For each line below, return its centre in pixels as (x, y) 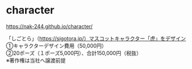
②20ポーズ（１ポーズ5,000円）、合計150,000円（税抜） (74, 53)
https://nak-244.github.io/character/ (49, 26)
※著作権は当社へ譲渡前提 (36, 60)
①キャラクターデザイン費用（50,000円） (56, 46)
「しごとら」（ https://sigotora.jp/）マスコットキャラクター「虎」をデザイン (96, 38)
